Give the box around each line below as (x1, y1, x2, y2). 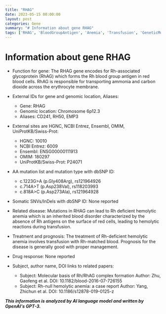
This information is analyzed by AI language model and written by (5, 298, 144, 304)
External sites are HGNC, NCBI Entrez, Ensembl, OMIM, (12, 123, 125, 129)
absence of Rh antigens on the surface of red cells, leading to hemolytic (12, 218, 160, 224)
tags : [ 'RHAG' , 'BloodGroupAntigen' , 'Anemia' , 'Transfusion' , (5, 30, 138, 35)
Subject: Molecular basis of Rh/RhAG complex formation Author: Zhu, (19, 272, 161, 278)
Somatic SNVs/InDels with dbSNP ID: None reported (12, 198, 119, 204)
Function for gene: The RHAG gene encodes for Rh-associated (12, 68, 140, 74)
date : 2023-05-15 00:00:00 (5, 12, 61, 17)
